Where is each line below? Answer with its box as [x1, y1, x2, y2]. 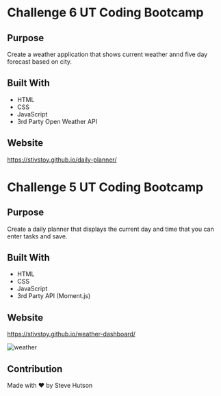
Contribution [7, 363, 63, 375]
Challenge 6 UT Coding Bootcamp [7, 5, 204, 21]
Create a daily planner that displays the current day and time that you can [7, 225, 214, 233]
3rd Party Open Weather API [16, 117, 98, 125]
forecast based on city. [7, 58, 73, 66]
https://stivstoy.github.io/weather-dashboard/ [7, 330, 135, 338]
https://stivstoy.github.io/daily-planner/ [7, 156, 117, 164]
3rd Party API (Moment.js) [16, 292, 91, 300]
